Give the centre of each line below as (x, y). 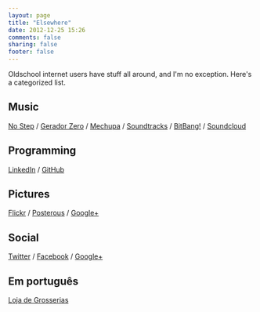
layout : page (29, 15)
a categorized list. (37, 82)
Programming (42, 151)
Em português (43, 281)
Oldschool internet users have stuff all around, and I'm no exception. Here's (130, 74)
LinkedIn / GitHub (36, 169)
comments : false (34, 37)
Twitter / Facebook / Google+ (56, 256)
